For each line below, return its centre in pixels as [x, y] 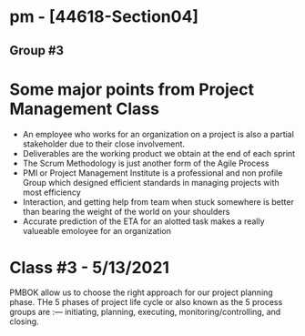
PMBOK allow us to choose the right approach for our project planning [141, 292]
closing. [24, 321]
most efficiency [52, 192]
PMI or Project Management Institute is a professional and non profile [152, 173]
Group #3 [37, 51]
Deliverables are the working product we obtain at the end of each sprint [159, 153]
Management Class [84, 109]
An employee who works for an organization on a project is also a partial [158, 134]
